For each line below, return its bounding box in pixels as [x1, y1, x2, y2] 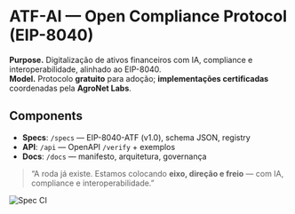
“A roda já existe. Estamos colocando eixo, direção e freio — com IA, [30, 168, 284, 178]
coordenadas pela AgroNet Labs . [9, 83, 132, 93]
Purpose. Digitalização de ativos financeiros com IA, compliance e [9, 54, 253, 65]
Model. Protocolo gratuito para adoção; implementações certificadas [9, 73, 269, 83]
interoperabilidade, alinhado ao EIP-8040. [9, 64, 162, 75]
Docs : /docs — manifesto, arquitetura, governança [21, 151, 207, 162]
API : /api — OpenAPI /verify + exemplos [21, 141, 176, 152]
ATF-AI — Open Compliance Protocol [9, 6, 287, 27]
